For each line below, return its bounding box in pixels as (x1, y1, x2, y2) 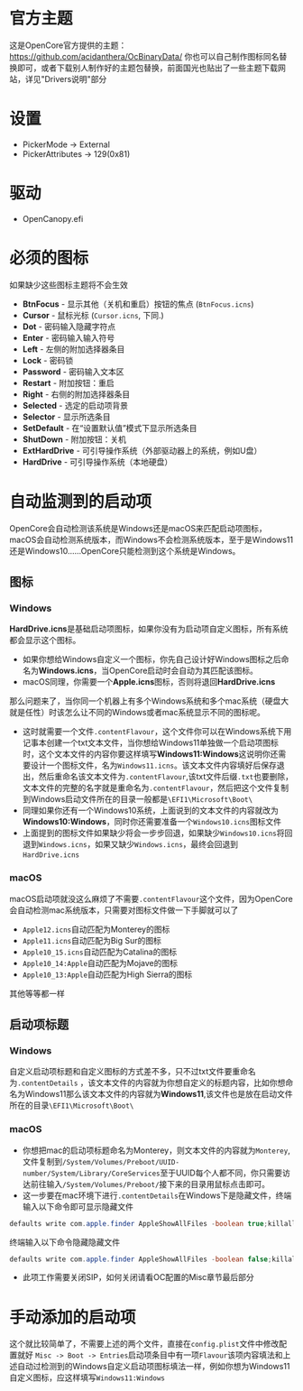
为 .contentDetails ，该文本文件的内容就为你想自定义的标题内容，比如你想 (9, 1077, 286, 1088)
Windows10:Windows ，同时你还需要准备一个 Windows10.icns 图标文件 (22, 816, 282, 827)
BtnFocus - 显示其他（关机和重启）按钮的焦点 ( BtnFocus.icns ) (22, 299, 254, 309)
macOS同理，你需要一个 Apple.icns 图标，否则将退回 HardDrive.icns (22, 677, 276, 687)
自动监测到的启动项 (9, 491, 152, 511)
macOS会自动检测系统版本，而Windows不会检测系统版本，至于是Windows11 (9, 534, 294, 545)
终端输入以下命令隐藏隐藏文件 (9, 1237, 120, 1248)
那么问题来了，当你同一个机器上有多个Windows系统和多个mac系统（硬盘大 (9, 695, 289, 706)
